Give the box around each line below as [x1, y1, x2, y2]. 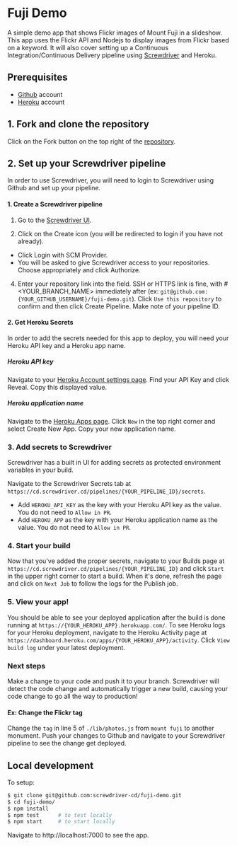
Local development [7, 759, 94, 772]
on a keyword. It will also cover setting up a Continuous [7, 43, 168, 52]
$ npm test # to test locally [7, 811, 112, 818]
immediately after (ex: [95, 286, 159, 295]
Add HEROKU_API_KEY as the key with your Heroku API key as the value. [17, 501, 221, 509]
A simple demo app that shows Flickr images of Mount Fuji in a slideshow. [7, 28, 223, 37]
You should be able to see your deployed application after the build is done [7, 613, 226, 622]
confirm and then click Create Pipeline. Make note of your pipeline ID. [17, 302, 221, 311]
